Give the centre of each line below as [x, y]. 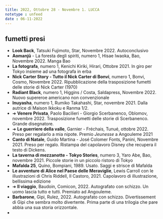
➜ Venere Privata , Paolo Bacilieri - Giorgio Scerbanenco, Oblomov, [80, 113]
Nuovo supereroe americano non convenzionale [61, 98]
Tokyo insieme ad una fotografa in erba [52, 71]
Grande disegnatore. [33, 124]
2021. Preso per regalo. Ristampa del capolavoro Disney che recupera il [84, 145]
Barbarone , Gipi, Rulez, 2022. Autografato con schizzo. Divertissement [84, 197]
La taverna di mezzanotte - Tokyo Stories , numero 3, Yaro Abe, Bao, [82, 155]
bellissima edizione [32, 181]
